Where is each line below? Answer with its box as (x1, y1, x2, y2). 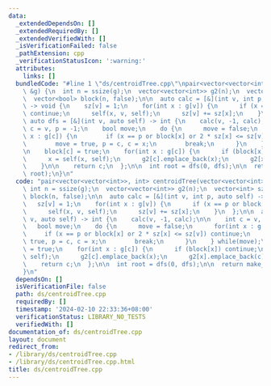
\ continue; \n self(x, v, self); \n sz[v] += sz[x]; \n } (23, 110, 262, 118)
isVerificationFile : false (15, 282, 106, 291)
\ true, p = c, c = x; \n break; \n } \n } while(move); (23, 238, 262, 246)
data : (8, 11, 27, 20)
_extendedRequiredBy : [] (15, 27, 99, 35)
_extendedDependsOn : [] (15, 19, 95, 28)
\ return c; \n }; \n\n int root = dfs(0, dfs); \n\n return (23, 260, 244, 268)
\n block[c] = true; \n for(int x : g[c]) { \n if (23, 147, 229, 155)
